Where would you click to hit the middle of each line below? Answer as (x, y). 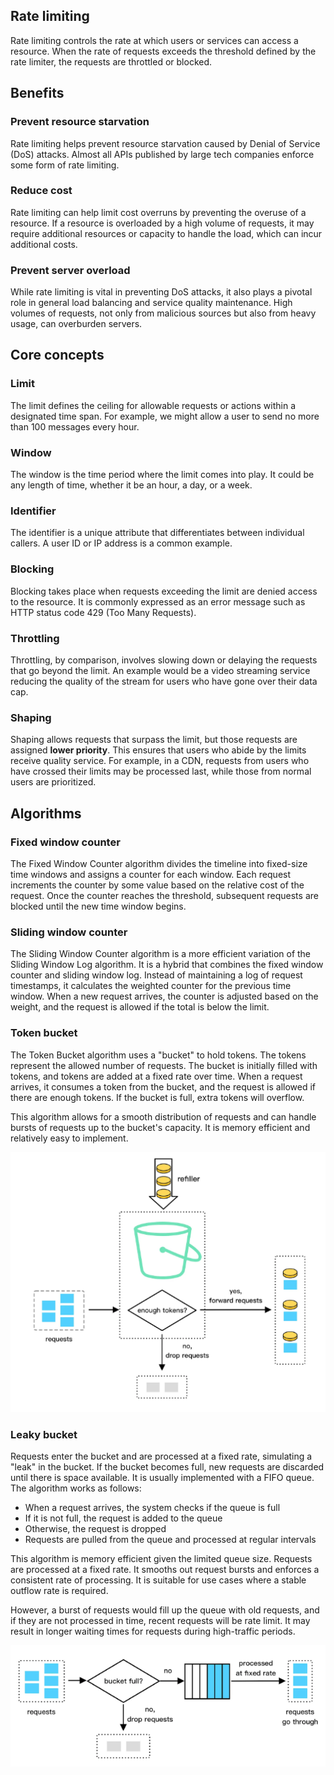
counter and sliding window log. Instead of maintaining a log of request (156, 975)
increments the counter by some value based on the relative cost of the (157, 885)
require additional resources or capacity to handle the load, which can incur (166, 233)
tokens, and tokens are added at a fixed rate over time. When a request (156, 1076)
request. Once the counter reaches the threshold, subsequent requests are (164, 895)
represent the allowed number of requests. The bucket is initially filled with (164, 1065)
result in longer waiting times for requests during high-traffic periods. (153, 1631)
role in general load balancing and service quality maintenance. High (151, 303)
